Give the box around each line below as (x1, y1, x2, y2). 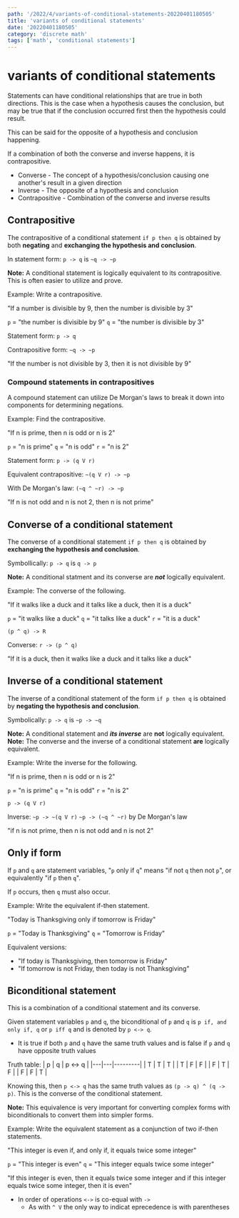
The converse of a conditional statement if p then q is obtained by (7, 537, 207, 546)
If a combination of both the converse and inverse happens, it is (7, 149, 195, 158)
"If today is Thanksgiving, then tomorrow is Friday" (17, 957, 168, 965)
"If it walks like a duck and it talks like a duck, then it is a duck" (7, 600, 192, 609)
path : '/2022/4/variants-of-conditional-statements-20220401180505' (7, 10, 215, 18)
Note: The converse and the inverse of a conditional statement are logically (7, 737, 230, 745)
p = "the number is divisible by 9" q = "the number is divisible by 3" (7, 317, 205, 326)
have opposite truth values (17, 1047, 96, 1055)
